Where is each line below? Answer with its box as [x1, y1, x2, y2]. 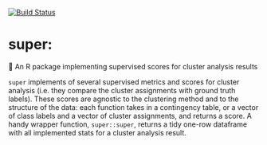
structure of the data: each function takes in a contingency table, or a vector [8, 102, 259, 112]
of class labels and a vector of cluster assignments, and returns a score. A [8, 111, 253, 120]
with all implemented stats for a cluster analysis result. [8, 127, 187, 137]
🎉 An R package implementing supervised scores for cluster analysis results [8, 61, 258, 71]
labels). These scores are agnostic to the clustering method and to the [8, 94, 239, 104]
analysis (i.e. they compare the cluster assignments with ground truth [8, 85, 236, 95]
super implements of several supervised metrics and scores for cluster [8, 76, 240, 87]
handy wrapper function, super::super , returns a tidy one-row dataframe [8, 120, 248, 129]
